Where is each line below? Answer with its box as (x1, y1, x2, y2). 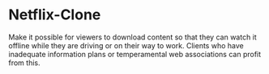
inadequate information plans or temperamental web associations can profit (8, 49, 262, 59)
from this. (8, 58, 41, 68)
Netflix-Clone (8, 6, 101, 24)
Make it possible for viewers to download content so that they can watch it (8, 32, 257, 42)
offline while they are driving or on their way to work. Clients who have (8, 40, 245, 50)
